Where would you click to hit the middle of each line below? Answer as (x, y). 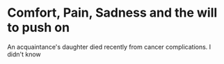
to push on (39, 27)
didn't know (24, 54)
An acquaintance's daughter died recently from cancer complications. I (109, 47)
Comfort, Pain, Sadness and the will (112, 13)
